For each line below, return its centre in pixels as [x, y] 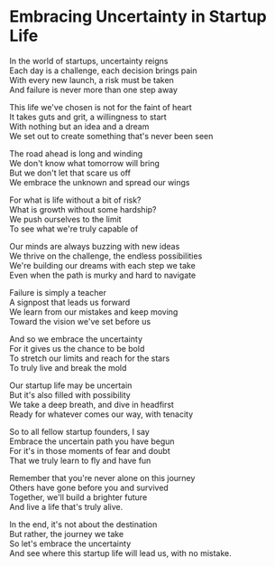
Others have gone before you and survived [89, 487]
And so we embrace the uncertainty [76, 339]
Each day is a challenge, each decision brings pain [103, 71]
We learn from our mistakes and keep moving [94, 312]
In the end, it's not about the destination [83, 524]
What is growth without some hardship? [83, 209]
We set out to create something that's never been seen [111, 136]
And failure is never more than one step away [94, 90]
